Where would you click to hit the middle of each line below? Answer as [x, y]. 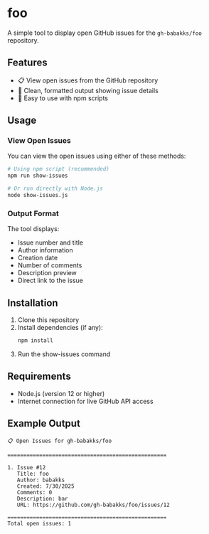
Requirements [39, 377]
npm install [35, 341]
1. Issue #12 [27, 467]
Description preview [47, 273]
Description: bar [43, 498]
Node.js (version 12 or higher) [61, 393]
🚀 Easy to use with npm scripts [63, 98]
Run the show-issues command [64, 354]
